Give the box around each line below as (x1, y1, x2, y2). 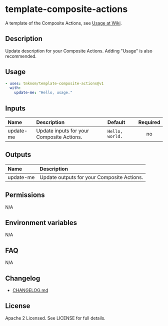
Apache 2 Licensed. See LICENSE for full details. (5, 315, 106, 321)
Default (107, 119, 125, 125)
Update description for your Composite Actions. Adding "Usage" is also (5, 47, 152, 53)
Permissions (5, 191, 45, 199)
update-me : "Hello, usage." (14, 90, 72, 95)
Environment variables (5, 218, 77, 227)
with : (9, 85, 21, 90)
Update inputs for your (36, 127, 89, 134)
